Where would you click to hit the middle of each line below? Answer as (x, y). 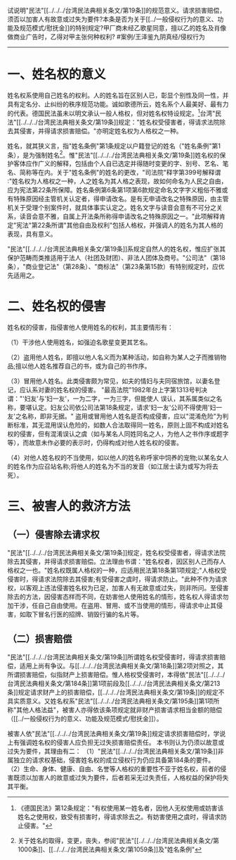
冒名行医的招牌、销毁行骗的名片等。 (90, 614)
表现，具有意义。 (32, 234)
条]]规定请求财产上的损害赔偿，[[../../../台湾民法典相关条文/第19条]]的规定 (113, 692)
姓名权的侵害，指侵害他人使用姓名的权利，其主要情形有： (90, 328)
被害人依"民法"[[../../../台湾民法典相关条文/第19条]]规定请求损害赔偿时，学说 (117, 734)
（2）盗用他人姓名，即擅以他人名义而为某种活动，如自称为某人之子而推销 (114, 357)
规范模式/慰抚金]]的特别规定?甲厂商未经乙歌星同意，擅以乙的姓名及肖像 (123, 28)
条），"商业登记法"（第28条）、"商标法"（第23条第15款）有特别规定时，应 (113, 267)
